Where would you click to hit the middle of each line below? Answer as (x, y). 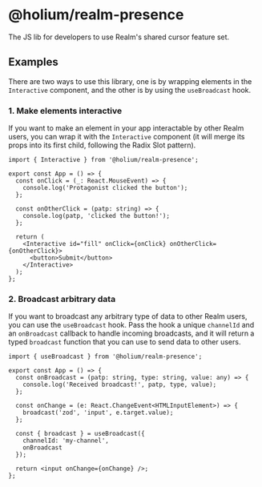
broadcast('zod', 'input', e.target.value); (98, 413)
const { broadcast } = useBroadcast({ (81, 434)
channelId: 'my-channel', (66, 441)
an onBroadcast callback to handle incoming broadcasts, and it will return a (131, 333)
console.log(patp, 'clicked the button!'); (97, 216)
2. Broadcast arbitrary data (62, 299)
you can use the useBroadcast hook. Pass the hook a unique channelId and (131, 325)
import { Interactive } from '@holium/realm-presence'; (103, 160)
